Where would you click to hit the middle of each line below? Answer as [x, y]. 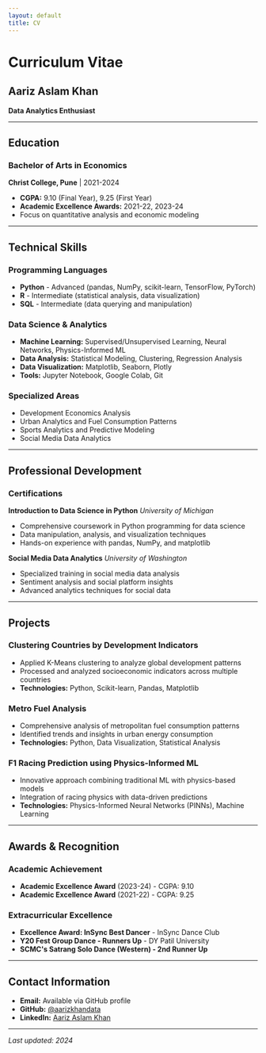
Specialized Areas [44, 396]
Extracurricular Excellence [61, 915]
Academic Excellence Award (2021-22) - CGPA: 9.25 [107, 895]
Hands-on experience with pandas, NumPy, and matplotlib [115, 543]
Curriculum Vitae [66, 62]
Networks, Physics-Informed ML [73, 350]
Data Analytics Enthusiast [52, 110]
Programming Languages [58, 270]
